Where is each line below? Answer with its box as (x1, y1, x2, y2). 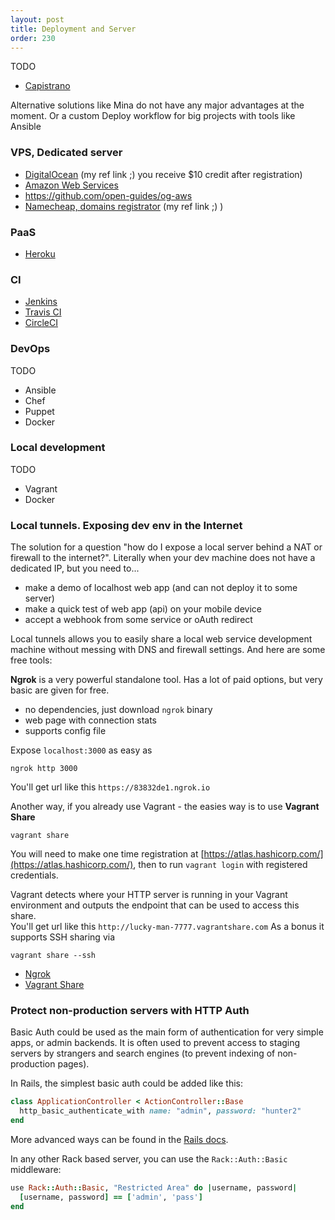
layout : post (10, 14, 65, 25)
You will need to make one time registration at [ (10, 848, 205, 860)
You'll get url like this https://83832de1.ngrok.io (10, 781, 211, 793)
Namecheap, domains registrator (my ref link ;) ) (24, 200, 224, 212)
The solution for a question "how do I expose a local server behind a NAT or (10, 541, 323, 553)
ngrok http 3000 (10, 764, 78, 774)
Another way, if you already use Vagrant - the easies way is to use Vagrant (10, 801, 320, 813)
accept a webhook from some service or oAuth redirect (24, 614, 253, 626)
